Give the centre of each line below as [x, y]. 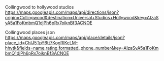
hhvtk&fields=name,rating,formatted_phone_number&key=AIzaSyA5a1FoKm [82, 48]
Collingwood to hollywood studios [39, 7]
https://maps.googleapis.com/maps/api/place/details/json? [65, 37]
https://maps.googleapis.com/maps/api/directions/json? [62, 12]
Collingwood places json [30, 32]
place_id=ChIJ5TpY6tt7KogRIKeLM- [42, 43]
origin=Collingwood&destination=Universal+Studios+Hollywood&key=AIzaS [82, 17]
